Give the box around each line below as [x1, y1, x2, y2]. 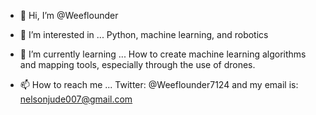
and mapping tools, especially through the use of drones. [19, 59, 256, 70]
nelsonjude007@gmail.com [19, 93, 133, 105]
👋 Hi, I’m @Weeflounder [19, 10, 119, 21]
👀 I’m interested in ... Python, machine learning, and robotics [19, 29, 269, 40]
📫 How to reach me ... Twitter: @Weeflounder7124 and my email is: [19, 79, 299, 90]
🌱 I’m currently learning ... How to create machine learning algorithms [19, 48, 307, 60]
